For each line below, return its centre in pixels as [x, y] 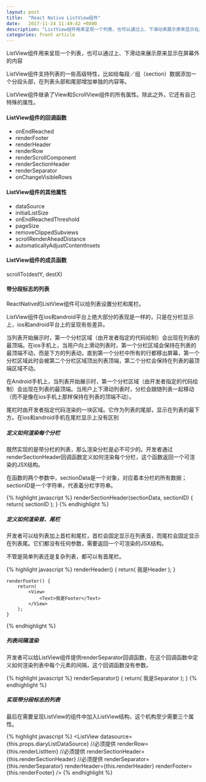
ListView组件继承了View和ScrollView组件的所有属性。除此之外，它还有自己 [101, 95]
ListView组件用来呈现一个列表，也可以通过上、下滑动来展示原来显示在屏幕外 [103, 53]
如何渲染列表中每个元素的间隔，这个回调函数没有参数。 [81, 665]
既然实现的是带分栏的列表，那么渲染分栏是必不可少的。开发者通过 [90, 449]
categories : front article [41, 35]
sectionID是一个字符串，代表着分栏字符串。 [61, 485]
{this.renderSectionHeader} [41, 759]
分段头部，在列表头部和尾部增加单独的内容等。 [71, 82]
